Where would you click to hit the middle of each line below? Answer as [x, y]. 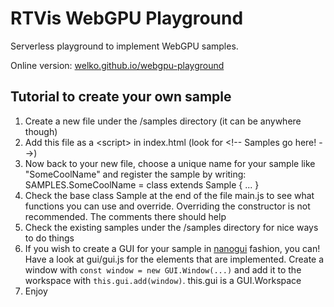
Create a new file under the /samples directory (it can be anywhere [163, 121]
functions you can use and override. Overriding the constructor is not [167, 206]
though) [41, 131]
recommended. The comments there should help [125, 216]
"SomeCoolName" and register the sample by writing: [135, 174]
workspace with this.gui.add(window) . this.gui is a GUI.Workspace [163, 280]
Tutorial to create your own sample [121, 97]
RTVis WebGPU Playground [127, 18]
